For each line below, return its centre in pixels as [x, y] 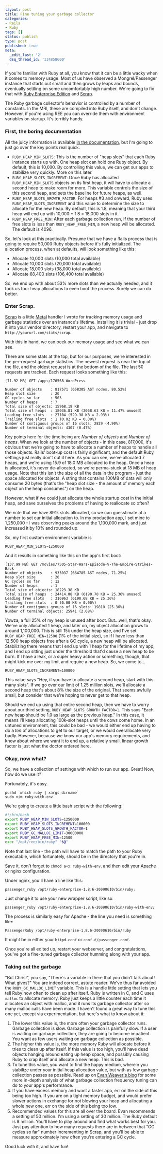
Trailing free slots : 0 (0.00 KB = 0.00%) [51, 603]
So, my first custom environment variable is [49, 537]
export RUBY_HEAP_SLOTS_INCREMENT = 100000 [48, 824]
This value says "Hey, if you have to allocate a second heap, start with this [79, 679]
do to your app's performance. [43, 1085]
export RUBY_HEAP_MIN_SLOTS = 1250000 [42, 819]
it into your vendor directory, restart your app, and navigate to [67, 327]
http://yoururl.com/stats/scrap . [38, 332]
